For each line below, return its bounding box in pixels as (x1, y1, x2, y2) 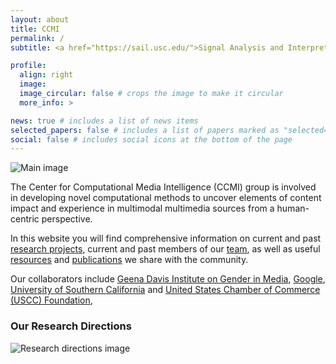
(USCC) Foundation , (10, 294, 93, 306)
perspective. (41, 213, 93, 225)
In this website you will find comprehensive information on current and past (10, 232, 322, 245)
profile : (10, 61, 47, 71)
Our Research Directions (10, 319, 132, 333)
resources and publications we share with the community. (10, 254, 249, 266)
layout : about (10, 14, 70, 25)
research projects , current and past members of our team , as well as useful (10, 243, 321, 255)
